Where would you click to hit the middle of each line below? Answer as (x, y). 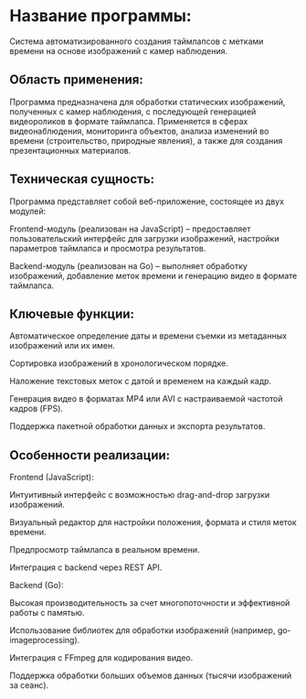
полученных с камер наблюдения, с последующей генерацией (133, 112)
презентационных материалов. (70, 150)
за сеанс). (29, 685)
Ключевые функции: (72, 313)
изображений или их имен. (63, 346)
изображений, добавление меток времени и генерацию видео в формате (153, 275)
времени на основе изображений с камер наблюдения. (119, 50)
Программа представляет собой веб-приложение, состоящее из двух (147, 201)
